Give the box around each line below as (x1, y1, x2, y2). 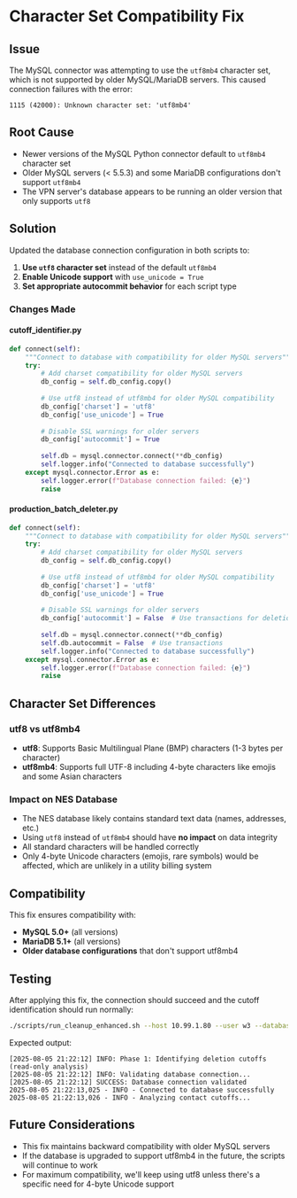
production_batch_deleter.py (9, 503, 118, 515)
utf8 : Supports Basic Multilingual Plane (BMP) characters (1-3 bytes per (21, 743, 284, 754)
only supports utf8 (21, 195, 91, 206)
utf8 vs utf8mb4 (9, 722, 81, 735)
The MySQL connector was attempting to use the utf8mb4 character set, (9, 65, 271, 75)
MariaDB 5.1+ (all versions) (21, 937, 121, 947)
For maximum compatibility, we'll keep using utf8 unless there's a (21, 1169, 261, 1179)
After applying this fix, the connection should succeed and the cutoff (9, 994, 260, 1005)
